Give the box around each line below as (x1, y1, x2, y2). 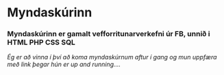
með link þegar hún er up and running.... (7, 60, 121, 69)
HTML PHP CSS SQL (7, 37, 75, 47)
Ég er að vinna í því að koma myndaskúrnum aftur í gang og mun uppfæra (7, 53, 217, 61)
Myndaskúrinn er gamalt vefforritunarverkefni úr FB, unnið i (7, 29, 210, 39)
